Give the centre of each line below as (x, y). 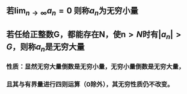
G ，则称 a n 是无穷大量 (45, 48)
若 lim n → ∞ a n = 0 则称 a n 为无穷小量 (72, 11)
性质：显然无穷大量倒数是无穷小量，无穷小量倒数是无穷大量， (96, 67)
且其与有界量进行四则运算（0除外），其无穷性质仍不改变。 (90, 84)
